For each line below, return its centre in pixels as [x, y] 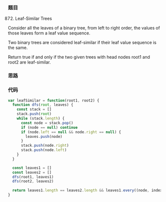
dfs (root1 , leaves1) [33, 177]
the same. [18, 48]
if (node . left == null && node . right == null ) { [71, 132]
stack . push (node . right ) [45, 146]
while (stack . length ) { [41, 118]
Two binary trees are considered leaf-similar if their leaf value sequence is [82, 43]
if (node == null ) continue [49, 127]
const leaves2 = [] [32, 172]
